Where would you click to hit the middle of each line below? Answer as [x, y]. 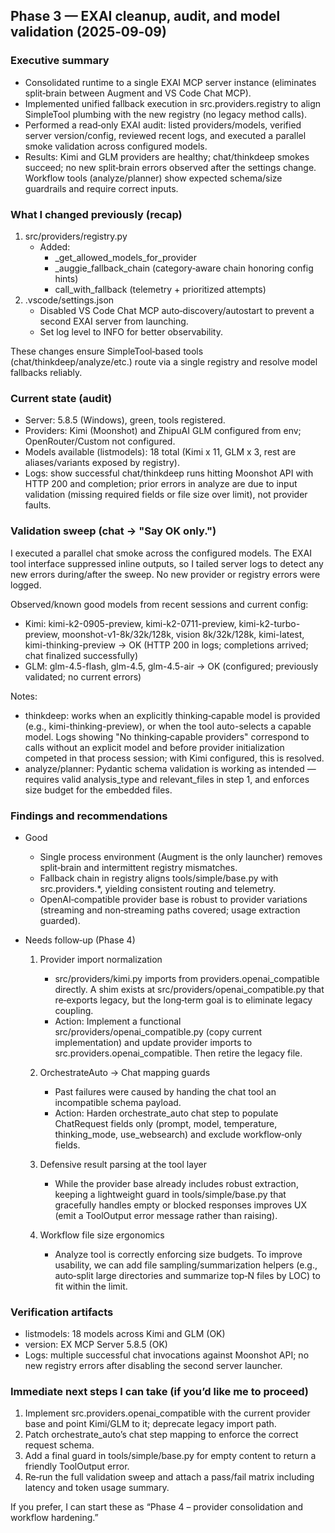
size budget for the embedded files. [98, 790]
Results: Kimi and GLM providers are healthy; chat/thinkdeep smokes [167, 156]
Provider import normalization [101, 959]
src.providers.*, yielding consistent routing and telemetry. [158, 888]
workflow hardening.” [54, 1518]
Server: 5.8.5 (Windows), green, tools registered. [125, 420]
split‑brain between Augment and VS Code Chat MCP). [138, 93]
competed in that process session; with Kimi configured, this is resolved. [174, 758]
